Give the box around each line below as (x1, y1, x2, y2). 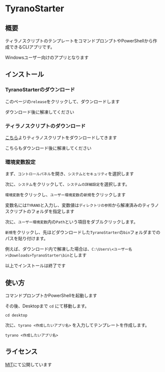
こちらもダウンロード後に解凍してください (5, 145, 92, 151)
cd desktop (5, 313, 28, 318)
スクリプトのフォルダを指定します (5, 208, 75, 215)
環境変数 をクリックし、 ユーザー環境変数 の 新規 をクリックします (5, 192, 126, 198)
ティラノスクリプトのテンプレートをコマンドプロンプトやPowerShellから (5, 38, 153, 43)
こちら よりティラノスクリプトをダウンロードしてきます (5, 134, 117, 141)
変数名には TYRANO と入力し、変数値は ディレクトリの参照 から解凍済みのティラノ (5, 202, 160, 208)
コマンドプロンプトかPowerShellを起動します (5, 293, 97, 298)
